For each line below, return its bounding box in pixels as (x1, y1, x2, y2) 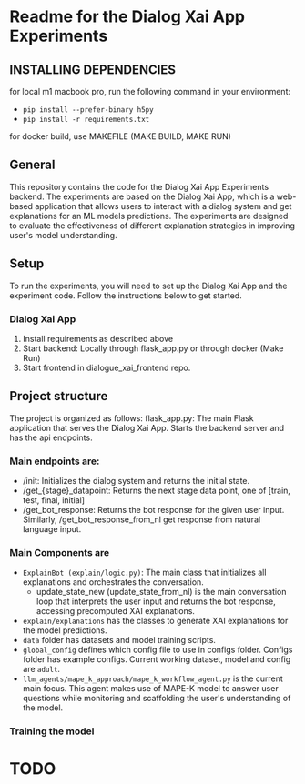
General (9, 157, 56, 173)
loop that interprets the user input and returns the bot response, (36, 596, 276, 607)
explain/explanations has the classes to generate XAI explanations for (22, 616, 289, 627)
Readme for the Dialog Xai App (9, 6, 246, 27)
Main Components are (9, 546, 110, 558)
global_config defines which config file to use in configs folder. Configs (22, 644, 293, 656)
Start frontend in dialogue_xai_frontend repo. (22, 362, 191, 373)
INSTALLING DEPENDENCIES (9, 62, 176, 77)
